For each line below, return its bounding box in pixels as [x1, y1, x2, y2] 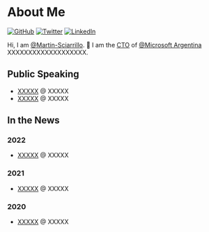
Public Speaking [7, 68, 79, 80]
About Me [7, 4, 65, 20]
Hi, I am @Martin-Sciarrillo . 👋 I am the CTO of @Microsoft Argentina [7, 40, 202, 49]
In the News [7, 114, 61, 126]
